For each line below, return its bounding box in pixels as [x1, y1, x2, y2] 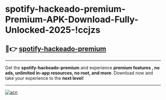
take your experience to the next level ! [5, 75, 84, 81]
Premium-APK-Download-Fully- [5, 14, 139, 25]
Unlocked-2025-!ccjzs [5, 25, 100, 35]
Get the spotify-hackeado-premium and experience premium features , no [5, 65, 160, 70]
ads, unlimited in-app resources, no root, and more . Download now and [5, 70, 153, 76]
